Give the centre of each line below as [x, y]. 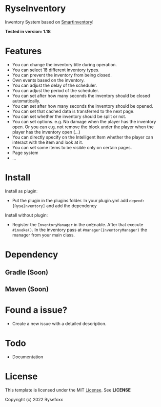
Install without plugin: [27, 215]
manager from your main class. [43, 235]
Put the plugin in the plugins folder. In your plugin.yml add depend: [78, 200]
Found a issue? [36, 310]
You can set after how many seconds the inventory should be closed [81, 96]
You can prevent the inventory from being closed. [62, 75]
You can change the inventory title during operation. [64, 64]
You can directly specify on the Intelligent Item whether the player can [83, 137]
